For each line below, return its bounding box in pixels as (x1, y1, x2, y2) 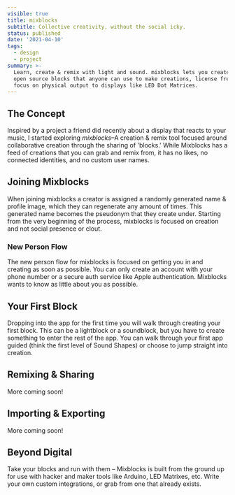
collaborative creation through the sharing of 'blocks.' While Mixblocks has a (7, 141, 228, 150)
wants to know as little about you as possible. (7, 280, 138, 289)
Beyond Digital (7, 447, 72, 458)
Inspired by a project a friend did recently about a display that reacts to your (7, 127, 227, 135)
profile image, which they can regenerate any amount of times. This (7, 202, 203, 210)
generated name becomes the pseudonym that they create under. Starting (7, 209, 222, 217)
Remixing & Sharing (7, 368, 94, 381)
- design (13, 50, 39, 57)
